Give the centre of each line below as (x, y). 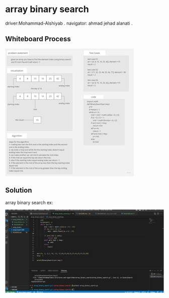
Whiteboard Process (38, 39)
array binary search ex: (29, 202)
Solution (19, 191)
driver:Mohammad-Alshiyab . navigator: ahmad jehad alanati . (69, 23)
